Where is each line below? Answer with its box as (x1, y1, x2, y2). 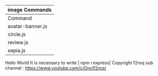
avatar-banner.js (7, 23, 48, 29)
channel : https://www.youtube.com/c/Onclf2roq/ (5, 65, 106, 71)
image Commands (7, 6, 52, 13)
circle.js (7, 31, 26, 38)
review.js (7, 39, 29, 46)
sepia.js (7, 47, 26, 54)
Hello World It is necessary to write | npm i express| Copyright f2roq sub (5, 60, 154, 66)
